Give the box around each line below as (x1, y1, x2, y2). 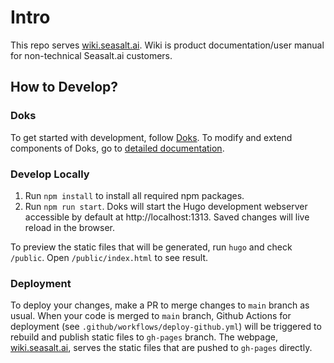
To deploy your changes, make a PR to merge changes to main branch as (10, 299, 310, 311)
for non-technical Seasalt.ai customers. (10, 49, 173, 61)
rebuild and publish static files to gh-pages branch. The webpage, (10, 331, 278, 343)
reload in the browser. (24, 221, 116, 233)
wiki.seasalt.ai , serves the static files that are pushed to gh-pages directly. (10, 342, 313, 354)
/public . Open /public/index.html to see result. (10, 251, 209, 263)
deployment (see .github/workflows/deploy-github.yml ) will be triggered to (10, 321, 322, 333)
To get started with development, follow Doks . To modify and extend (10, 131, 293, 143)
